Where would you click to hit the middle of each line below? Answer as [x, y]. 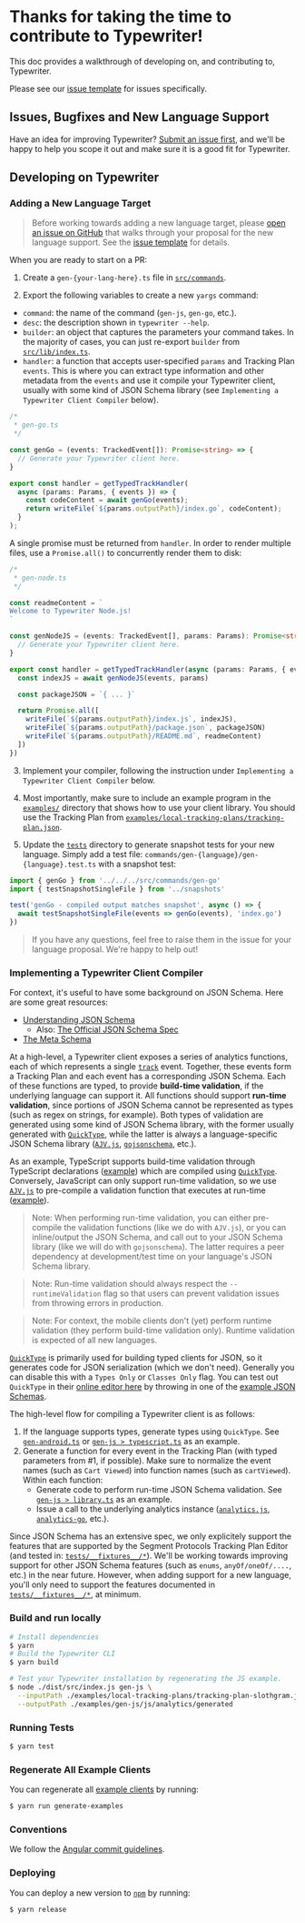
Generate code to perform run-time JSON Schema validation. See [159, 1490]
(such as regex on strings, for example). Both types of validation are [137, 1115]
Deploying [33, 1873]
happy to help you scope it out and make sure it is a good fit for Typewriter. [150, 148]
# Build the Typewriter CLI [63, 1654]
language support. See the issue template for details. [130, 242]
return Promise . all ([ [59, 711]
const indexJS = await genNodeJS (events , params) [113, 678]
